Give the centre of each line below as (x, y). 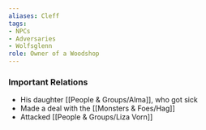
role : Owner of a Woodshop (54, 54)
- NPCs (19, 31)
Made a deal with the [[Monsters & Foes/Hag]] (98, 108)
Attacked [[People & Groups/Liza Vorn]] (86, 117)
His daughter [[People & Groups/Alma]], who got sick (109, 100)
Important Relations (48, 82)
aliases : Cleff (34, 16)
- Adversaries (32, 39)
